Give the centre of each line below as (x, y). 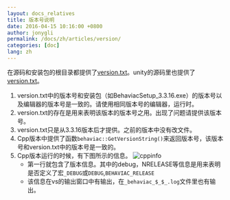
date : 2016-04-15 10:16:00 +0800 (55, 26)
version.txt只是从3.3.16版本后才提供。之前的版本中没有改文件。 (106, 130)
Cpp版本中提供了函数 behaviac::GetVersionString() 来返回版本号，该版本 (120, 138)
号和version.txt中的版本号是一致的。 (68, 147)
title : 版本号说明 (31, 20)
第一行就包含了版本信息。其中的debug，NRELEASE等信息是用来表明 (124, 164)
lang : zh (20, 52)
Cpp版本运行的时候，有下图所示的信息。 (74, 155)
